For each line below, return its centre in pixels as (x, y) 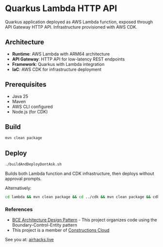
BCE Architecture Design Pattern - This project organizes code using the (85, 220)
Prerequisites (26, 85)
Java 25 (20, 96)
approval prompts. (23, 178)
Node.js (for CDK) (30, 111)
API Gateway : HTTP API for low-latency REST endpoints (68, 59)
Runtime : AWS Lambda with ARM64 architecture (61, 54)
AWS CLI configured (33, 107)
